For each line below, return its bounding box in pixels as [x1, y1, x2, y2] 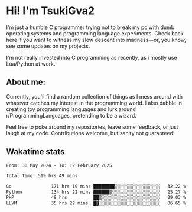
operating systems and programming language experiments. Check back [6, 30, 184, 37]
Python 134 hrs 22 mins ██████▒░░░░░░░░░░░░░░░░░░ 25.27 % [6, 189, 186, 195]
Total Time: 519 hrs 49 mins [6, 173, 78, 179]
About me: [6, 77, 46, 87]
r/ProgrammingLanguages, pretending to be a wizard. [6, 112, 137, 119]
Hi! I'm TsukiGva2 [6, 4, 95, 18]
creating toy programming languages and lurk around [6, 105, 136, 113]
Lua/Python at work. [6, 60, 56, 67]
